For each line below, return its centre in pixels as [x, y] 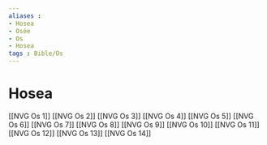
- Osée [19, 31]
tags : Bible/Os [36, 53]
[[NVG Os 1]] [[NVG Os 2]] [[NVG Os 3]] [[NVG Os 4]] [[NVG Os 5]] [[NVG [131, 116]
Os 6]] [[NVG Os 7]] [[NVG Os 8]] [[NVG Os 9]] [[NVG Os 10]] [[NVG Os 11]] [134, 124]
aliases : [25, 16]
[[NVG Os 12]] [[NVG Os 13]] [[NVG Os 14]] [80, 133]
